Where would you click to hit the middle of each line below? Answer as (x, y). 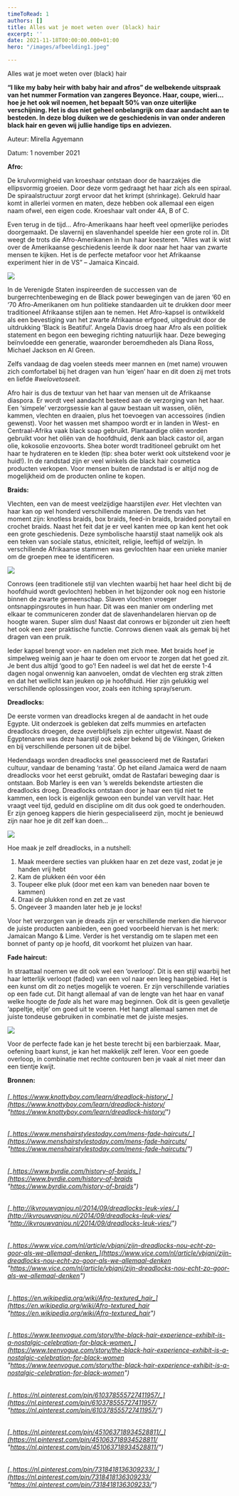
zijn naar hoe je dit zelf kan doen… (58, 821)
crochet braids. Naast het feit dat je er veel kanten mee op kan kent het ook (118, 526)
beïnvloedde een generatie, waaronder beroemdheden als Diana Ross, (111, 342)
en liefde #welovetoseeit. (44, 379)
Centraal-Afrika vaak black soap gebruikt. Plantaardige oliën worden (107, 431)
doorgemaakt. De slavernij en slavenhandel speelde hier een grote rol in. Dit (118, 232)
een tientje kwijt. (31, 1066)
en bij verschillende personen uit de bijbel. (69, 746)
